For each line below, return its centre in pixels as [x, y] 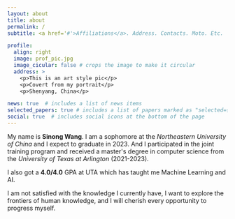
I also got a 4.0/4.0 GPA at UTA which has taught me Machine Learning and [116, 172]
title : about [26, 20]
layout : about [28, 14]
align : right [33, 52]
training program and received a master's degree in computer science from [116, 151]
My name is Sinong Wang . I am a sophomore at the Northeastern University [117, 136]
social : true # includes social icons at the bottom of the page [106, 117]
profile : [20, 46]
